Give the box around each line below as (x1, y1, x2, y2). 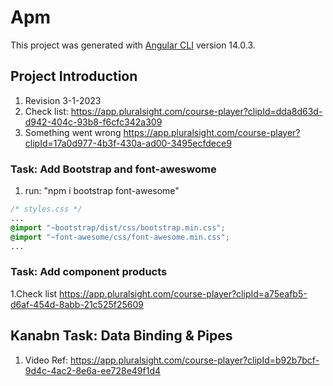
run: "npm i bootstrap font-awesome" (24, 185, 180, 197)
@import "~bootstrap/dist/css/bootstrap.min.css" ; (10, 222, 226, 233)
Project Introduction (10, 68, 138, 85)
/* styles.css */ (10, 204, 83, 215)
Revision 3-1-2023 (24, 94, 102, 106)
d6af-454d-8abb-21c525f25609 (10, 298, 144, 310)
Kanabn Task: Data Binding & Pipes (10, 327, 233, 345)
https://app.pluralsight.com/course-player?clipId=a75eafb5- (59, 287, 308, 300)
